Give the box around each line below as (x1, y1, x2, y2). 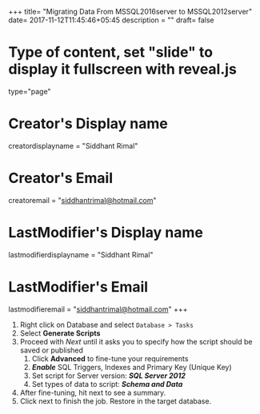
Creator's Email (8, 169, 114, 187)
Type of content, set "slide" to (8, 43, 214, 62)
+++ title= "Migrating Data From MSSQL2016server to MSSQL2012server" (8, 7, 253, 16)
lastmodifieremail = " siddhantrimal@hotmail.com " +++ (8, 304, 188, 314)
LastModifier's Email (8, 277, 149, 296)
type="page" (8, 86, 51, 96)
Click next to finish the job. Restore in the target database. (19, 396, 212, 406)
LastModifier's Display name (8, 224, 204, 241)
